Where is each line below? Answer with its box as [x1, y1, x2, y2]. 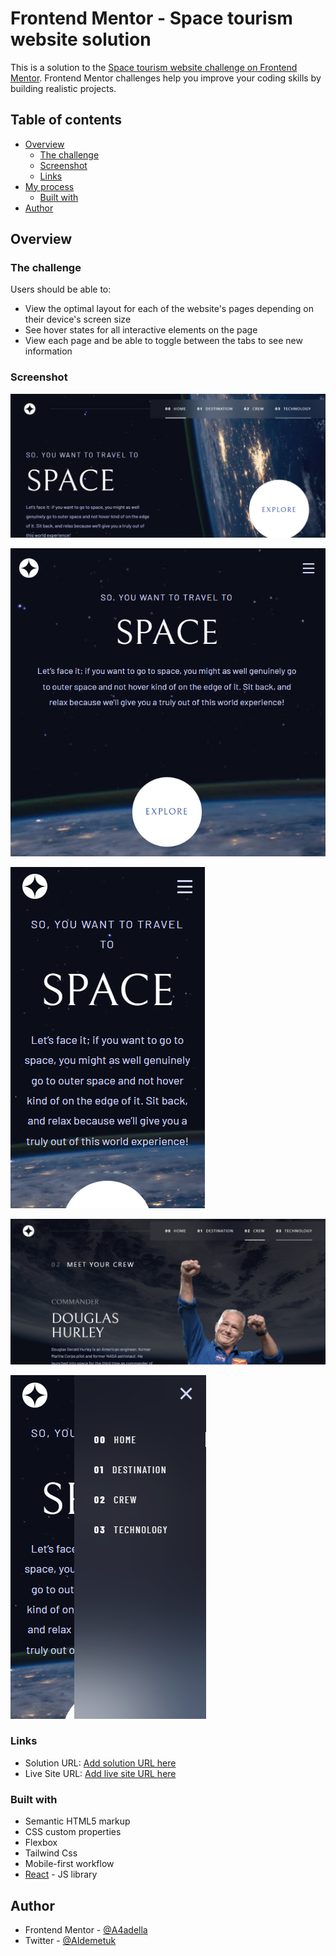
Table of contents [10, 112, 122, 129]
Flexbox [24, 1837, 58, 1849]
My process [24, 180, 75, 192]
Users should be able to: [10, 283, 112, 296]
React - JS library [24, 1868, 98, 1881]
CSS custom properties [24, 1826, 122, 1838]
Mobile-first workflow [24, 1858, 115, 1870]
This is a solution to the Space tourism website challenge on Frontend [10, 61, 298, 73]
